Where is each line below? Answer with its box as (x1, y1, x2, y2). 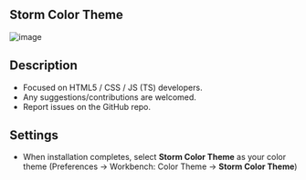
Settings (9, 127, 59, 144)
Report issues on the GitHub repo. (22, 101, 152, 112)
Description (9, 58, 78, 74)
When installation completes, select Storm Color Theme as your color (22, 152, 286, 163)
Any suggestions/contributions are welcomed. (22, 91, 196, 103)
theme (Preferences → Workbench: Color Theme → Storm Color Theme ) (22, 161, 298, 172)
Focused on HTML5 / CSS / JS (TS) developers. (22, 82, 203, 93)
